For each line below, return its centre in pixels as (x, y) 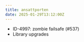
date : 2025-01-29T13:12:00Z (35, 14)
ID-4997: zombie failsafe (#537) (46, 28)
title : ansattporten (27, 10)
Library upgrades (31, 34)
